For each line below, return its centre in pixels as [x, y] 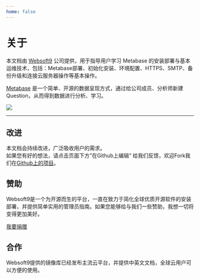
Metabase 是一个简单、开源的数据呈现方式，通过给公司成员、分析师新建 [95, 88]
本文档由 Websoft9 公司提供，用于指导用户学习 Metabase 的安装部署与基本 [98, 61]
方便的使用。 [27, 270]
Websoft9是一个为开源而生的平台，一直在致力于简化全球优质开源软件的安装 [99, 199]
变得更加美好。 [24, 214]
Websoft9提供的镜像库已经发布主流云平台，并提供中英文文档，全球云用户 [96, 263]
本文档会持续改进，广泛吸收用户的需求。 [56, 148]
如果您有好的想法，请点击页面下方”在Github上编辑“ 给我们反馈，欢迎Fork [96, 156]
